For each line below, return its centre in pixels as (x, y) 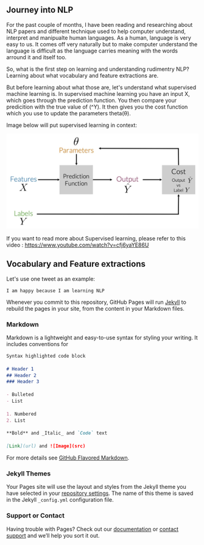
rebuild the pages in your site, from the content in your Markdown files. (95, 308)
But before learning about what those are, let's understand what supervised (101, 87)
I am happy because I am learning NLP (55, 291)
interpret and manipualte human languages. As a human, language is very (99, 38)
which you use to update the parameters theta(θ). (69, 113)
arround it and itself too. (37, 57)
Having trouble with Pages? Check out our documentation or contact (92, 529)
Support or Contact (36, 516)
